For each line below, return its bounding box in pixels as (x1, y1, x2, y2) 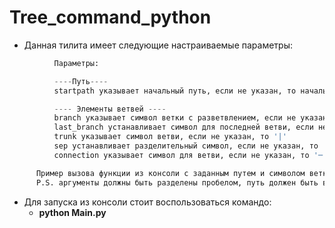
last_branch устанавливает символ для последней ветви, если (53, 122, 314, 133)
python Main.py (38, 206, 107, 218)
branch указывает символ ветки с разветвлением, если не (53, 113, 297, 123)
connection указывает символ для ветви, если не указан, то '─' (53, 150, 328, 160)
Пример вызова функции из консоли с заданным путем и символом (35, 168, 306, 178)
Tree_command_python (9, 6, 212, 29)
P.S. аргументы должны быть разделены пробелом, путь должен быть (35, 177, 319, 188)
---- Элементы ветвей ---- (53, 104, 167, 114)
